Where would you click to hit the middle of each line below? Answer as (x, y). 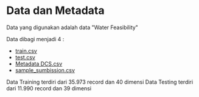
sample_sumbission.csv (45, 70)
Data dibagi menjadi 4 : (35, 39)
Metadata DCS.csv (39, 64)
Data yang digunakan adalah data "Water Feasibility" (72, 27)
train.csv (26, 51)
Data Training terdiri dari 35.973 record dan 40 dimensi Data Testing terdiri (100, 82)
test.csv (25, 57)
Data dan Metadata (55, 11)
